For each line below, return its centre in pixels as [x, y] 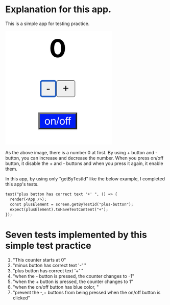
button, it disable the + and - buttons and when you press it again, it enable [84, 163]
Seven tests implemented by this [76, 235]
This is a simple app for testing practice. [47, 24]
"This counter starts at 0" [39, 260]
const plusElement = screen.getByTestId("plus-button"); [72, 204]
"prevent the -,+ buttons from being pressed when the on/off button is [87, 292]
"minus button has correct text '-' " [50, 265]
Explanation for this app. [58, 9]
